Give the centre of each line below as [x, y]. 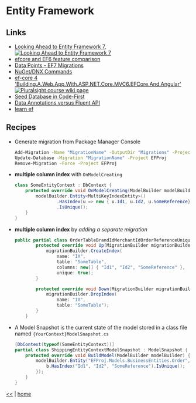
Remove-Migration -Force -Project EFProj [66, 163]
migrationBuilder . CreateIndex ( [84, 251]
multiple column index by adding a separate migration [81, 229]
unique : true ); [75, 273]
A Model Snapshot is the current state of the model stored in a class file [101, 327]
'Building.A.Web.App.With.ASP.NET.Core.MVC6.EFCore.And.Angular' [98, 84]
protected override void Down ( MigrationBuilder [95, 289]
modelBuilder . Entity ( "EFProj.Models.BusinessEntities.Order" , [113, 361]
